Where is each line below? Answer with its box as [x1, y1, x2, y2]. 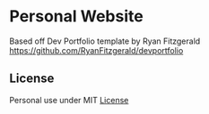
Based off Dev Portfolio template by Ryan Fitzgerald [9, 36, 201, 46]
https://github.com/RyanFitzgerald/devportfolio [9, 45, 184, 55]
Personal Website [9, 6, 144, 27]
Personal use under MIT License [9, 94, 129, 105]
